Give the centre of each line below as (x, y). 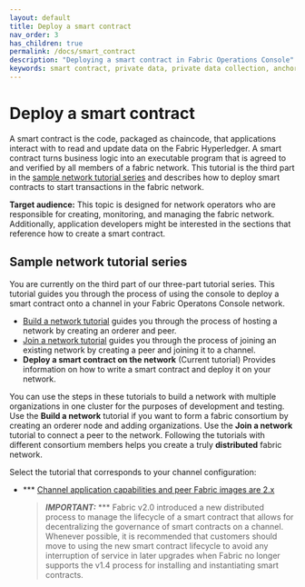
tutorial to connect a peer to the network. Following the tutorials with (138, 435)
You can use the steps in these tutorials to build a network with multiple (143, 396)
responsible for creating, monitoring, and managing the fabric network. (142, 214)
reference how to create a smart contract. (88, 234)
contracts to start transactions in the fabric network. (107, 186)
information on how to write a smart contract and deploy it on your (147, 369)
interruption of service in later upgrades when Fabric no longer (163, 555)
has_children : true (46, 43)
